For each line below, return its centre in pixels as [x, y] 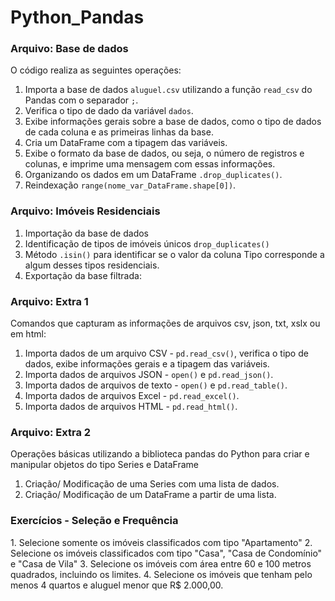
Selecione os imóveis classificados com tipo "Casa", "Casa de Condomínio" [166, 553]
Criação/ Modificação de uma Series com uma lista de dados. [152, 484]
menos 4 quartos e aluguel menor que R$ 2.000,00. [117, 585]
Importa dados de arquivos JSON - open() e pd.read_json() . [149, 375]
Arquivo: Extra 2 [51, 432]
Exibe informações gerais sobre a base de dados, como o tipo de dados [173, 122]
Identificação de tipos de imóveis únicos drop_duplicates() [147, 243]
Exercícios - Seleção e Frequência [94, 521]
